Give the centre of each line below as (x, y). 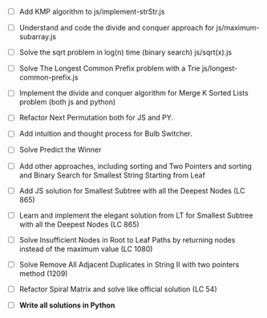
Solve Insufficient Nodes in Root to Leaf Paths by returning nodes (127, 239)
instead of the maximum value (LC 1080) (86, 249)
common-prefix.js (49, 77)
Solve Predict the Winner (60, 150)
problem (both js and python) (67, 102)
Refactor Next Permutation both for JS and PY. (96, 118)
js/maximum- (238, 28)
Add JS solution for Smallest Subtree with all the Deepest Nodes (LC (132, 190)
